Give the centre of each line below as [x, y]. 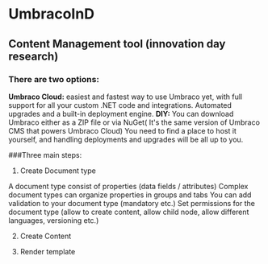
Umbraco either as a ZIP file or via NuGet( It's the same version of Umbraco [134, 122]
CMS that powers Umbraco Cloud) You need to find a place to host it [122, 130]
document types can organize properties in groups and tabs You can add [130, 195]
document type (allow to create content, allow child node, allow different [129, 212]
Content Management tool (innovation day [117, 44]
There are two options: [54, 79]
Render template [48, 251]
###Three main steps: [45, 155]
